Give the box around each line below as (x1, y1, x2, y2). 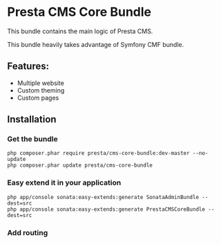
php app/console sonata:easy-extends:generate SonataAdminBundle (7, 194, 199, 200)
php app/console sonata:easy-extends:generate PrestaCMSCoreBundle (7, 205, 206, 213)
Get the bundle (7, 134, 58, 144)
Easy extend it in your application (7, 178, 122, 187)
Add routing (7, 227, 48, 237)
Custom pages (17, 93, 59, 102)
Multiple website (17, 79, 64, 87)
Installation (7, 113, 57, 125)
